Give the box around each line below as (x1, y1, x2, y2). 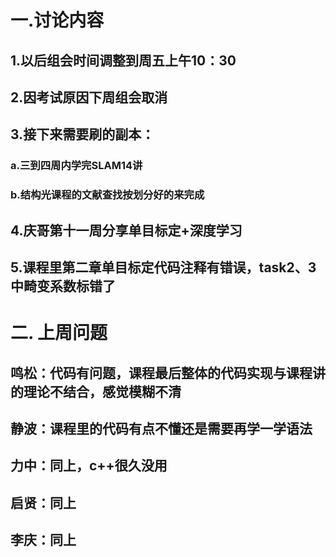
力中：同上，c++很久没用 (10, 457, 168, 475)
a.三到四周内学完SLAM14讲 (10, 159, 143, 173)
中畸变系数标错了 (10, 277, 116, 295)
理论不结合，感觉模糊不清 (23, 383, 182, 400)
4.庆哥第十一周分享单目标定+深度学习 (10, 222, 243, 239)
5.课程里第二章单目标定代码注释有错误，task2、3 (10, 259, 317, 276)
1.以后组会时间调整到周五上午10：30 (10, 52, 237, 69)
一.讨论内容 (10, 9, 105, 32)
